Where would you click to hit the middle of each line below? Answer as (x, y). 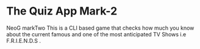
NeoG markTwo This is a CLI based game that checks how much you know (100, 28)
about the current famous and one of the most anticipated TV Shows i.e (96, 34)
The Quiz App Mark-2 (62, 11)
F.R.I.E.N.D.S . (24, 41)
